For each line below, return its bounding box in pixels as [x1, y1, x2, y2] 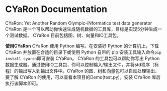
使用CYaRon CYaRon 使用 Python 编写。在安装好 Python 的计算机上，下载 [5, 42, 159, 48]
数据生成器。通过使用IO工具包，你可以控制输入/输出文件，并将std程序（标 [5, 61, 159, 67]
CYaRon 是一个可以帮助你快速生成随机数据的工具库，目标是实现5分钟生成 [5, 26, 158, 32]
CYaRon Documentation [5, 3, 107, 15]
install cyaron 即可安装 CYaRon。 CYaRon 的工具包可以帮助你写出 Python [5, 55, 160, 61]
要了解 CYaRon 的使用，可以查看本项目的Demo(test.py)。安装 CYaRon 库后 [5, 74, 161, 80]
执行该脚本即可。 [5, 80, 41, 86]
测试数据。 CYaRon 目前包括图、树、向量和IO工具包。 [9, 32, 122, 38]
